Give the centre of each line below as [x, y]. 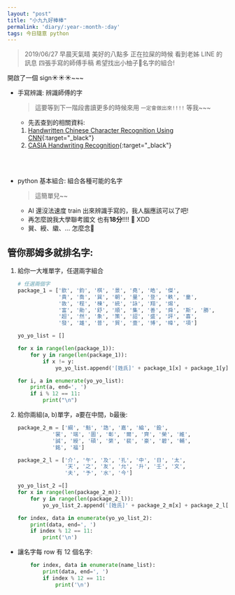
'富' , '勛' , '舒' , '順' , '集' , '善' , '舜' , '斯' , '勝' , [137, 310]
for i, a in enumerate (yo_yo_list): [71, 381]
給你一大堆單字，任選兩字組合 [60, 271]
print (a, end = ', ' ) [59, 387]
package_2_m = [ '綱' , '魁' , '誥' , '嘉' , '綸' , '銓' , [93, 428]
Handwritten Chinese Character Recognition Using [100, 131]
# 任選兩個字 [34, 284]
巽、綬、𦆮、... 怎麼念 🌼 [61, 228]
